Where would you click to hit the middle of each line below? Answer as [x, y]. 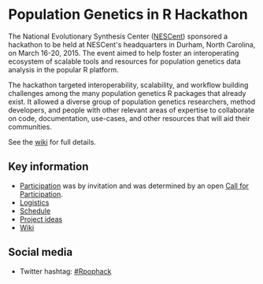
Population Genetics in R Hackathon [128, 15]
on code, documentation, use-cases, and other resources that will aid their [129, 118]
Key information [48, 167]
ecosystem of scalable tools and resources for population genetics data [125, 61]
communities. [30, 127]
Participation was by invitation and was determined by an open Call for [134, 186]
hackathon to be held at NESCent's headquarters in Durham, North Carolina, [132, 44]
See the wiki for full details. [52, 142]
